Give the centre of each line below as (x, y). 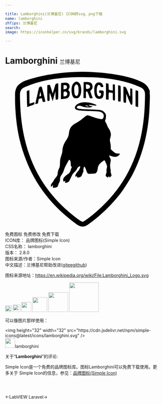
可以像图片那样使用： (27, 320)
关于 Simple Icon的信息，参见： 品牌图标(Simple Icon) (63, 373)
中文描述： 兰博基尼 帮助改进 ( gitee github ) (46, 265)
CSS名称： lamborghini (28, 247)
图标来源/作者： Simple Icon (33, 259)
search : (13, 28)
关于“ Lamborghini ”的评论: (31, 356)
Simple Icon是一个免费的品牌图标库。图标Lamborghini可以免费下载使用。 (79, 367)
